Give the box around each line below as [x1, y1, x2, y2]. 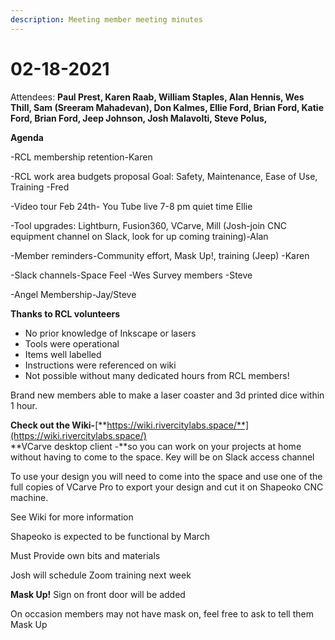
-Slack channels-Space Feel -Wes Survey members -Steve [10, 269, 253, 281]
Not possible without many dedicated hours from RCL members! [24, 369, 290, 381]
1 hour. [10, 399, 38, 411]
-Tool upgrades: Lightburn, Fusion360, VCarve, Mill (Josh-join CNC [10, 219, 287, 231]
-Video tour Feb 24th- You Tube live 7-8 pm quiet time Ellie [10, 200, 253, 212]
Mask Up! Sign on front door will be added [10, 588, 186, 600]
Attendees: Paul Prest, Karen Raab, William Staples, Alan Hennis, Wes [10, 91, 305, 103]
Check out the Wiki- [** [10, 419, 108, 431]
